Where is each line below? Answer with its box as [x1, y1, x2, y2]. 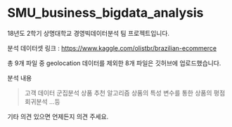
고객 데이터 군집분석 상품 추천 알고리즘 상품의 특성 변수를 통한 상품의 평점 [24, 88, 226, 97]
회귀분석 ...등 [24, 97, 61, 106]
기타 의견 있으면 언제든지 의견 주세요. [7, 112, 109, 121]
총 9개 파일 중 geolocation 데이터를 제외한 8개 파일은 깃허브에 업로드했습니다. [7, 58, 221, 67]
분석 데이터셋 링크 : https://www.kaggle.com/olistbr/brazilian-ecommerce [7, 44, 217, 52]
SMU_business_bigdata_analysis [7, 5, 204, 21]
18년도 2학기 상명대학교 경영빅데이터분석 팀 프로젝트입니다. [7, 29, 170, 37]
